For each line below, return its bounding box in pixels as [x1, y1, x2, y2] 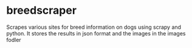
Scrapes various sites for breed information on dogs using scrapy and [6, 23, 181, 31]
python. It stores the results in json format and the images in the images [6, 29, 186, 37]
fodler [6, 36, 21, 43]
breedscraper [6, 4, 77, 17]
